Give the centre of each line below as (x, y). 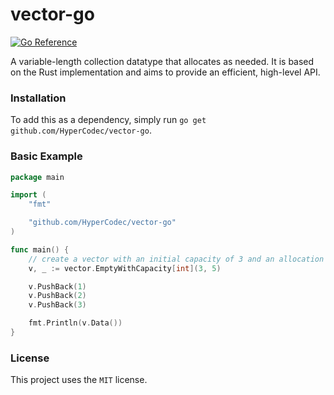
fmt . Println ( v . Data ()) (75, 323)
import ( (28, 195)
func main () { (40, 249)
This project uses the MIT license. (79, 380)
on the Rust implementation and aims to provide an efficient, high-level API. (165, 72)
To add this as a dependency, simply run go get (108, 120)
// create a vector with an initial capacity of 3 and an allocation (176, 259)
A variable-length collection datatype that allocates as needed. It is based (162, 61)
